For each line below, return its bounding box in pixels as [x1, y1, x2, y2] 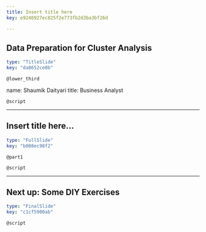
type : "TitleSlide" [6, 59, 56, 65]
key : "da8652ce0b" [6, 65, 53, 71]
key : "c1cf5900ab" [6, 209, 53, 215]
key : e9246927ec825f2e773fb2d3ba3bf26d [6, 15, 109, 21]
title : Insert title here [6, 9, 72, 15]
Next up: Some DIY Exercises [6, 187, 120, 198]
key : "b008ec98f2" [6, 142, 53, 149]
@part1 [6, 154, 23, 160]
